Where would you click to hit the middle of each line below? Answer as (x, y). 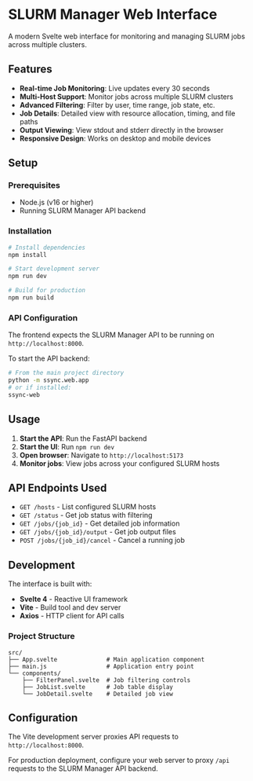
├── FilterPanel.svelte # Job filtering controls (107, 680)
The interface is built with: (50, 584)
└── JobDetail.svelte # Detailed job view (98, 694)
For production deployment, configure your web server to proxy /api (119, 761)
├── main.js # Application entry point (101, 666)
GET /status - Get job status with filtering (86, 515)
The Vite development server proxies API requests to (93, 737)
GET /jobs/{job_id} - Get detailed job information (99, 523)
